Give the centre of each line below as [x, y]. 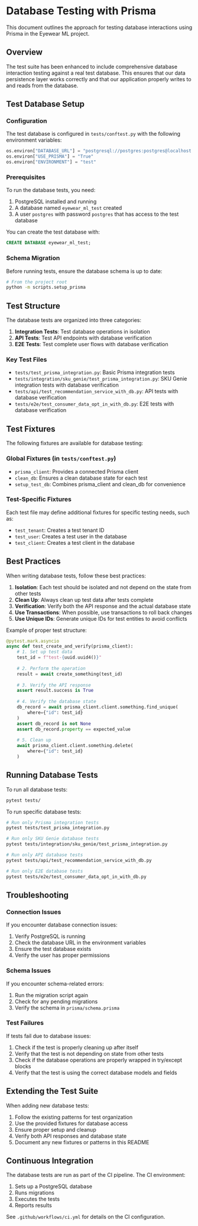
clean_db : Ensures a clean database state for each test [81, 478]
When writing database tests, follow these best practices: [76, 576]
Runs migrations [35, 1193]
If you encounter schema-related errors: [55, 984]
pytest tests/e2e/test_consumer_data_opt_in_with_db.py [76, 877]
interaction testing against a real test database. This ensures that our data [96, 73]
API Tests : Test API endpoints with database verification [83, 338]
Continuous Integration [50, 1161]
